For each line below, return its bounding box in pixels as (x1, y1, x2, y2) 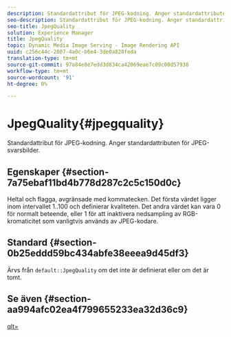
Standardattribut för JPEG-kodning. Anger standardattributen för (7, 139, 190, 147)
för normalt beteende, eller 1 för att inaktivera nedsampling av (7, 210, 181, 217)
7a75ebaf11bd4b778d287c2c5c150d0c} (7, 177, 181, 188)
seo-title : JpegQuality (7, 23, 76, 30)
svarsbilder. (7, 146, 41, 155)
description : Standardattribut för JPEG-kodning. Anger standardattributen (7, 10, 229, 17)
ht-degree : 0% (7, 80, 48, 87)
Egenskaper (7, 166, 60, 177)
